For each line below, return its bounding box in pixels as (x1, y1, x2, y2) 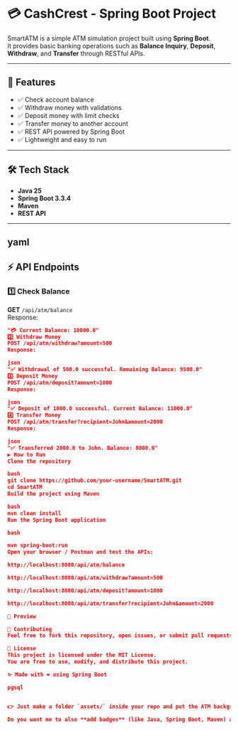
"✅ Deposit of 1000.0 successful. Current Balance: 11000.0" (7, 405, 193, 412)
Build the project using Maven (7, 490, 100, 498)
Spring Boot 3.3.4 (17, 193, 72, 203)
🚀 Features (7, 76, 56, 89)
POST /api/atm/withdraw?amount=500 (7, 340, 113, 347)
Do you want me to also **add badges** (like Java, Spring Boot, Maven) (7, 716, 227, 723)
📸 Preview (7, 613, 37, 620)
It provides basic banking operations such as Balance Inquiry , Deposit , (7, 41, 216, 50)
